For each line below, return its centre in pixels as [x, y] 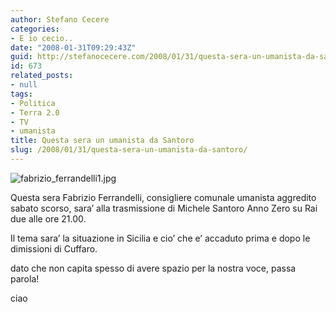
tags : [21, 94]
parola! [25, 278]
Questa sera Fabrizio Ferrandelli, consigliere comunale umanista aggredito [163, 197]
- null [24, 85]
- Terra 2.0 [35, 112]
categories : [35, 29]
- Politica [33, 103]
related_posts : [42, 76]
